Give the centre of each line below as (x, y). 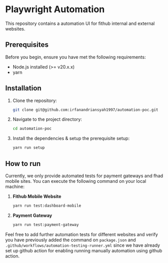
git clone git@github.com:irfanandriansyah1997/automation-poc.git (85, 110)
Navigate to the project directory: (47, 119)
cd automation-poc (32, 129)
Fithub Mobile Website (37, 196)
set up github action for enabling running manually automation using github (84, 250)
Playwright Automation (55, 9)
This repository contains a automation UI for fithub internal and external (80, 23)
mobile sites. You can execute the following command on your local (76, 181)
